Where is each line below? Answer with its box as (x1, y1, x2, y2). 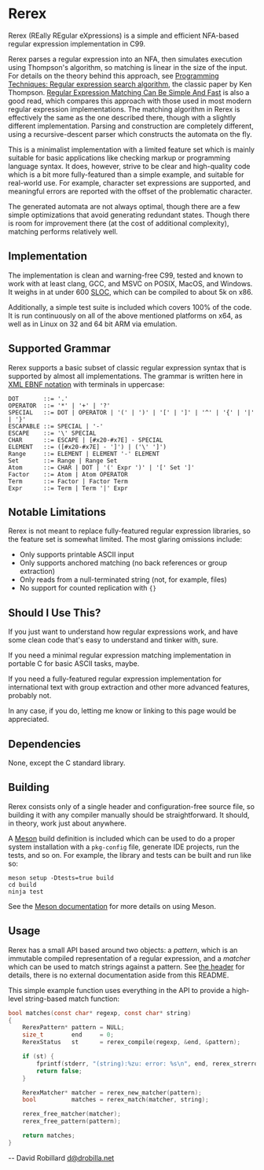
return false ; (36, 1067, 82, 1075)
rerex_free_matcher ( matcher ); (22, 1110, 122, 1118)
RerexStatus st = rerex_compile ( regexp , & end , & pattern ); (22, 1039, 241, 1047)
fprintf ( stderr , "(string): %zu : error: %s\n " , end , (36, 1059, 210, 1068)
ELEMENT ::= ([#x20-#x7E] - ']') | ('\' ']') (8, 443, 167, 451)
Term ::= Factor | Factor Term (8, 477, 128, 485)
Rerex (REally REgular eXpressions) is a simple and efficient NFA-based (8, 31, 240, 40)
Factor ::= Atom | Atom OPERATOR (8, 470, 128, 478)
